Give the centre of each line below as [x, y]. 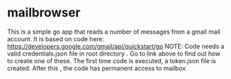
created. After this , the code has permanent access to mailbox [97, 68]
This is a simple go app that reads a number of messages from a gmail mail [114, 32]
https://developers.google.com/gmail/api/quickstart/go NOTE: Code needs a [116, 46]
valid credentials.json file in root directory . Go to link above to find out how [114, 54]
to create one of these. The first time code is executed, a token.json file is [112, 60]
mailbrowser [44, 13]
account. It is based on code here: [56, 38]
